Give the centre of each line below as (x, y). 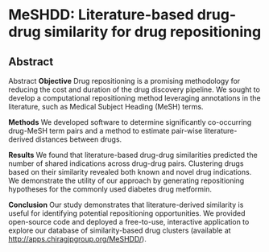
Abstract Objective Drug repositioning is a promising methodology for (124, 81)
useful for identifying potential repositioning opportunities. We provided (127, 213)
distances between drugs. (79, 139)
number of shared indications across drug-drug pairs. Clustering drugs (126, 163)
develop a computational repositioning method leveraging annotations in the (134, 98)
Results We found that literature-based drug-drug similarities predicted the (133, 155)
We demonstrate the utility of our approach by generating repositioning (126, 180)
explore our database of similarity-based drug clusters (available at (120, 230)
